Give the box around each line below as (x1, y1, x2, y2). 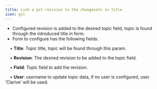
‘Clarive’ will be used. (5, 79, 48, 85)
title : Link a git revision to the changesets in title (5, 7, 122, 12)
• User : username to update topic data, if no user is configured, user (9, 74, 150, 80)
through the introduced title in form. (12, 30, 85, 36)
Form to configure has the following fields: (12, 35, 99, 42)
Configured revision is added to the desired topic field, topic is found (12, 25, 152, 31)
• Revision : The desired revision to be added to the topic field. (9, 55, 137, 60)
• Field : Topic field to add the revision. (9, 64, 88, 70)
